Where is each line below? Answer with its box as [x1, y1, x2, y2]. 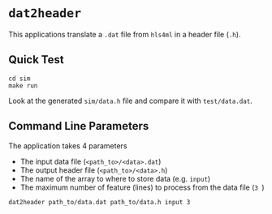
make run [8, 81, 38, 90]
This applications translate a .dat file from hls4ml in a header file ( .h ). [8, 29, 241, 39]
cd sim [8, 75, 31, 83]
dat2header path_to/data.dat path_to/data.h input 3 [8, 198, 191, 206]
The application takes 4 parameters [8, 140, 127, 151]
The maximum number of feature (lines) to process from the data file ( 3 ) [19, 182, 265, 192]
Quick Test [8, 53, 64, 66]
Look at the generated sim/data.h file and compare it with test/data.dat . [8, 96, 253, 105]
